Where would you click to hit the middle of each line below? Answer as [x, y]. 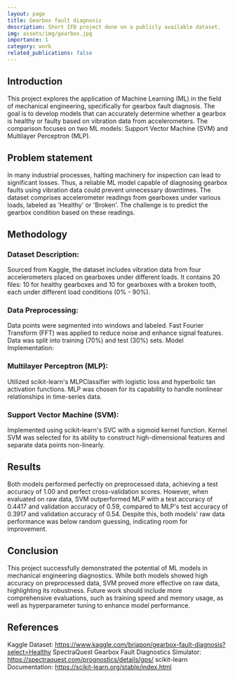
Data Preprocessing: [43, 310]
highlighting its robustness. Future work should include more [95, 590]
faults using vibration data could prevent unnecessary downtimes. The [109, 190]
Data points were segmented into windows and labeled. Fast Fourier [106, 326]
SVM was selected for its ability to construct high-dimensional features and [116, 437]
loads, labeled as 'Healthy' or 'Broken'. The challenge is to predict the [108, 205]
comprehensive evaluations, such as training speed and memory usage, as [115, 598]
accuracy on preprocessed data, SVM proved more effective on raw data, [114, 583]
